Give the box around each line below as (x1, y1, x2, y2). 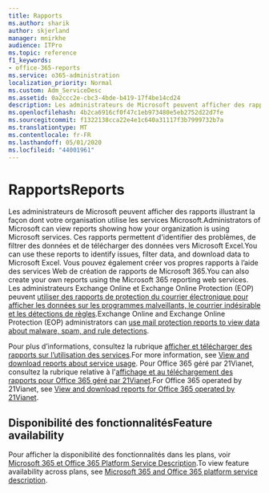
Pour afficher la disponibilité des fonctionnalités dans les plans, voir (8, 450, 231, 459)
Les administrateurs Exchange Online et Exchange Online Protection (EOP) (8, 284, 255, 293)
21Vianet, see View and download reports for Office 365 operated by (8, 384, 235, 394)
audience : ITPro (8, 42, 62, 50)
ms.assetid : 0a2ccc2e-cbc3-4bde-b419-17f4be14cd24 (8, 94, 181, 102)
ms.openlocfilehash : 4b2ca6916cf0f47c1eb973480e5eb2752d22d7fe (8, 109, 224, 117)
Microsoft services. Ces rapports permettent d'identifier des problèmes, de (8, 232, 256, 242)
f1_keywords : (8, 57, 52, 65)
